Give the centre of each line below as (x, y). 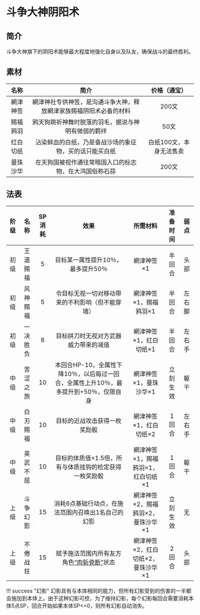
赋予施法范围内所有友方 (89, 553)
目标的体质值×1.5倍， (86, 458)
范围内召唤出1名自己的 (92, 512)
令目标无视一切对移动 (86, 293)
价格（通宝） (169, 90)
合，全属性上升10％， (86, 383)
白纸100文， (166, 142)
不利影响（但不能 (92, 302)
